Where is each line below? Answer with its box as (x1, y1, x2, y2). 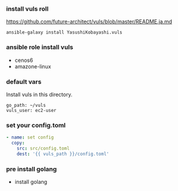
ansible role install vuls (6, 43, 74, 51)
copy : (11, 140, 25, 146)
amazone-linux (14, 62, 51, 70)
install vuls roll (6, 5, 49, 13)
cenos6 (14, 57, 34, 64)
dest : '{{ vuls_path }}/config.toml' (17, 151, 110, 157)
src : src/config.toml (17, 145, 70, 152)
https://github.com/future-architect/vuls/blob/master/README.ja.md (6, 18, 173, 25)
